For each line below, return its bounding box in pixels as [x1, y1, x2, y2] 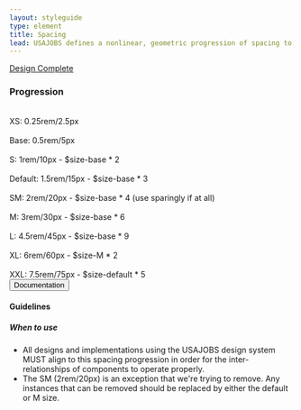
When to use [9, 322, 59, 333]
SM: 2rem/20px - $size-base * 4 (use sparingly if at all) [9, 192, 215, 203]
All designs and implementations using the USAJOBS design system [22, 344, 276, 356]
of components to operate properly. [71, 364, 205, 375]
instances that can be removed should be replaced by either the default [22, 383, 288, 394]
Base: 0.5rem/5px [9, 134, 75, 145]
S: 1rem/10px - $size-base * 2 [9, 154, 120, 165]
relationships [22, 364, 70, 375]
